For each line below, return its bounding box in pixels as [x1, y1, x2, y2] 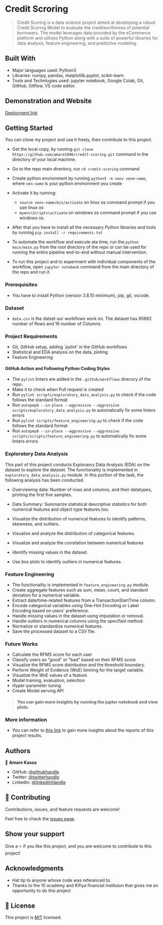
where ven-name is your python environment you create [12, 181, 123, 186]
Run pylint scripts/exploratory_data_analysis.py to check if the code [12, 392, 157, 398]
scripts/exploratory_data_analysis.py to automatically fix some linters [12, 407, 156, 413]
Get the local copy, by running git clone [12, 146, 93, 152]
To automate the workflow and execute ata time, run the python [12, 239, 139, 245]
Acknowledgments [5, 864, 64, 872]
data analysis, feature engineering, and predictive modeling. [17, 40, 138, 46]
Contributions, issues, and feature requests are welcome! [5, 806, 120, 812]
